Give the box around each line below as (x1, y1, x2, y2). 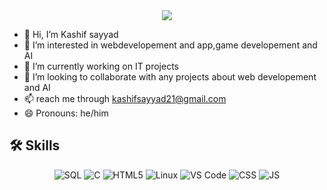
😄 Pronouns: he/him (23, 107, 109, 119)
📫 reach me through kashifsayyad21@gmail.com (23, 93, 227, 104)
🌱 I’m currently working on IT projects (23, 60, 180, 72)
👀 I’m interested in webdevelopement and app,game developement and (23, 39, 318, 51)
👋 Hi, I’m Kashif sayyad (23, 29, 119, 40)
